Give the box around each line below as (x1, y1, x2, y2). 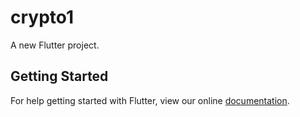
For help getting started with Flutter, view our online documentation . (10, 94, 290, 106)
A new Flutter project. (10, 39, 100, 51)
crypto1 (10, 6, 75, 29)
